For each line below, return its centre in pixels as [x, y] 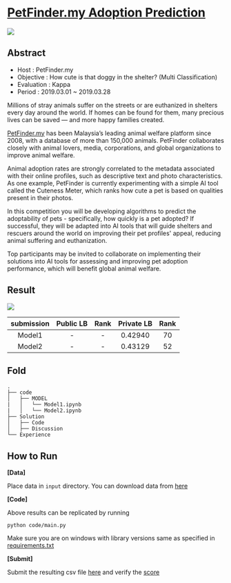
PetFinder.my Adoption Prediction [106, 13]
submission [30, 324]
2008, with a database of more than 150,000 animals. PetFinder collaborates [115, 140]
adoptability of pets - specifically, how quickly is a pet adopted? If [101, 218]
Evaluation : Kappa [44, 84]
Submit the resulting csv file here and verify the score [83, 572]
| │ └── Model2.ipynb [44, 411]
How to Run [32, 456]
